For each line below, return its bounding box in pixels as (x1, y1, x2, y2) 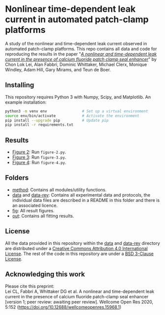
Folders (5, 173, 29, 182)
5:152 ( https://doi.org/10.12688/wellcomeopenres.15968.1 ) (5, 304, 122, 310)
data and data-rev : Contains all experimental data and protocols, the (12, 192, 151, 198)
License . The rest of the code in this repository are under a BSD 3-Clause (5, 251, 154, 257)
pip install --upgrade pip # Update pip (5, 118, 109, 123)
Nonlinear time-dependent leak (5, 3, 136, 15)
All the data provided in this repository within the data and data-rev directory (5, 240, 161, 246)
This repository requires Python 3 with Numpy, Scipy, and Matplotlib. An (5, 94, 151, 100)
